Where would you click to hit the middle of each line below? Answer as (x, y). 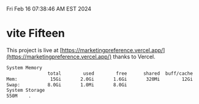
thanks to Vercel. (134, 57)
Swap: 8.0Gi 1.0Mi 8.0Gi (67, 85)
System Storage (26, 91)
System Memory (24, 68)
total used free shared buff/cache (120, 73)
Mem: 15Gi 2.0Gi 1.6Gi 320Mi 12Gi (99, 79)
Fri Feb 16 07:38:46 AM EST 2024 (49, 9)
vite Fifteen (36, 33)
